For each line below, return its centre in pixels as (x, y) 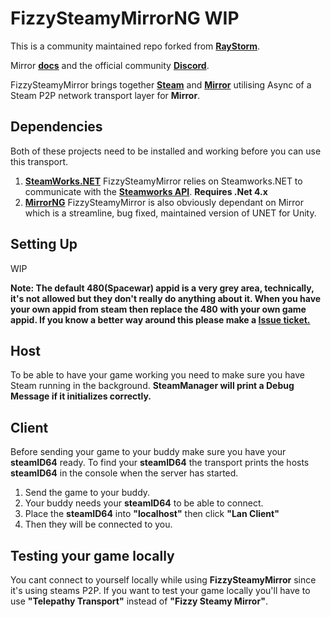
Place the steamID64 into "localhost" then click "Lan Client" (152, 514)
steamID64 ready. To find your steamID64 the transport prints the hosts (160, 463)
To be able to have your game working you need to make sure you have (157, 375)
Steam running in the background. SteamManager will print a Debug (152, 386)
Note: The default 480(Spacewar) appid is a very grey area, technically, (162, 288)
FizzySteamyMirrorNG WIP (125, 18)
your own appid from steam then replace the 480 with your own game (158, 309)
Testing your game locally (92, 555)
